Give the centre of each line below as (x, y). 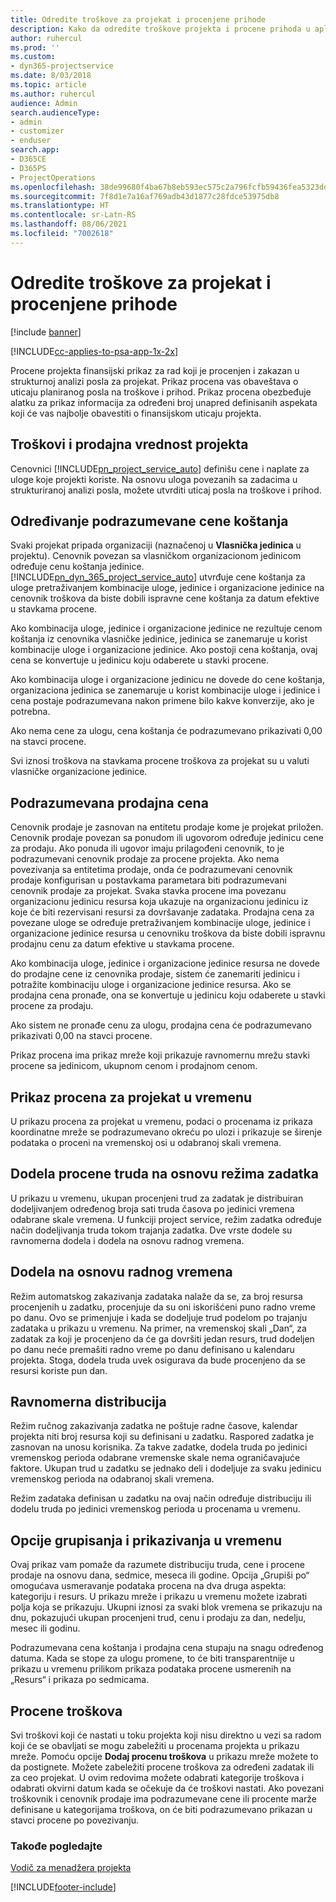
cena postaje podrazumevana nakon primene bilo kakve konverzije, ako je (162, 701)
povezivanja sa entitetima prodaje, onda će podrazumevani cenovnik (151, 870)
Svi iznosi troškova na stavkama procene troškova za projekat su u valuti (160, 761)
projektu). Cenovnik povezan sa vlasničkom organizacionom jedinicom (156, 556)
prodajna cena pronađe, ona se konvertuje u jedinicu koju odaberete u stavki (168, 995)
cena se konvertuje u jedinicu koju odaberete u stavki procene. (139, 660)
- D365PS (28, 168)
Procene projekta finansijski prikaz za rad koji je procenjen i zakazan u (155, 370)
